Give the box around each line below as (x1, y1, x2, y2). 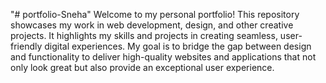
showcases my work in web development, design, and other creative (10, 19, 294, 31)
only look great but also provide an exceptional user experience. (10, 62, 275, 73)
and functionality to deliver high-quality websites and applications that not (10, 51, 317, 63)
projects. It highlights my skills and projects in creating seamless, (10, 30, 278, 41)
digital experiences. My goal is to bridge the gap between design (44, 40, 312, 52)
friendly (10, 40, 43, 52)
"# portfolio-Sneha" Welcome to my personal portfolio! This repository (10, 9, 300, 20)
